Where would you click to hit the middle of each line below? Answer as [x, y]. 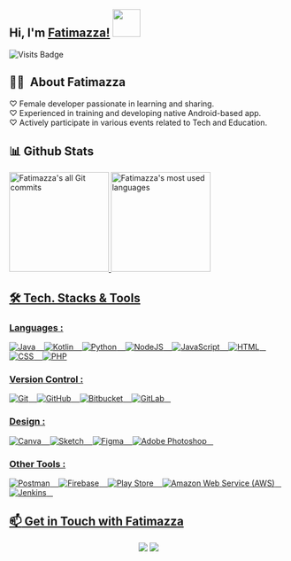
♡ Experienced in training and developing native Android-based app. [135, 113]
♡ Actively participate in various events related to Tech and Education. [138, 122]
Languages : [36, 327]
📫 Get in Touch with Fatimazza [96, 522]
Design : [27, 422]
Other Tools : [38, 464]
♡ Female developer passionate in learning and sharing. [112, 104]
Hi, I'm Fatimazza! [60, 33]
